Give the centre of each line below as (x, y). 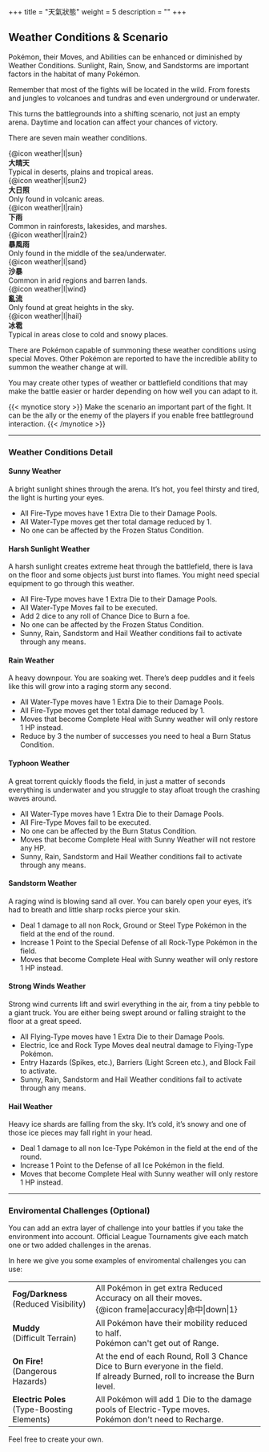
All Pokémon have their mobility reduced (172, 1324)
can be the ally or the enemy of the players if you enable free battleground (131, 415)
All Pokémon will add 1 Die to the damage (174, 1400)
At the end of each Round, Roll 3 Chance (172, 1356)
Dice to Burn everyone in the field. (160, 1366)
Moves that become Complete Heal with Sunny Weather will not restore (138, 839)
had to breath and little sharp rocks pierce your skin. (94, 909)
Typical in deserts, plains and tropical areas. (81, 172)
